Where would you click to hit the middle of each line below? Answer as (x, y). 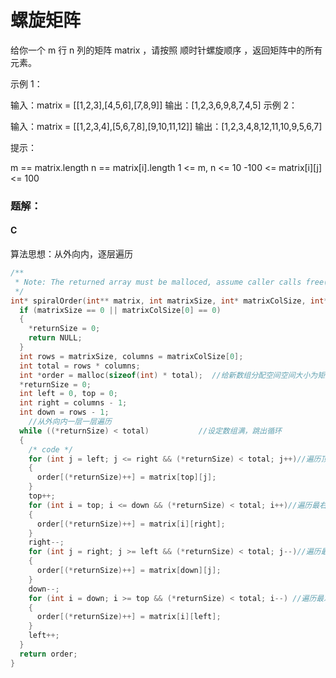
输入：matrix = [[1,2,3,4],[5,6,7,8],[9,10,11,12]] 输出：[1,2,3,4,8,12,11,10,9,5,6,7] (166, 126)
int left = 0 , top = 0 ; (68, 394)
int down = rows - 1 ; (64, 412)
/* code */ (51, 449)
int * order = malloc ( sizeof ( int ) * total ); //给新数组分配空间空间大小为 (168, 375)
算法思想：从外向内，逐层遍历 (71, 254)
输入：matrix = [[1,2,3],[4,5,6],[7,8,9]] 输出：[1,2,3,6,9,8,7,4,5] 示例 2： (154, 105)
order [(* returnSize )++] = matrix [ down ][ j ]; (129, 571)
